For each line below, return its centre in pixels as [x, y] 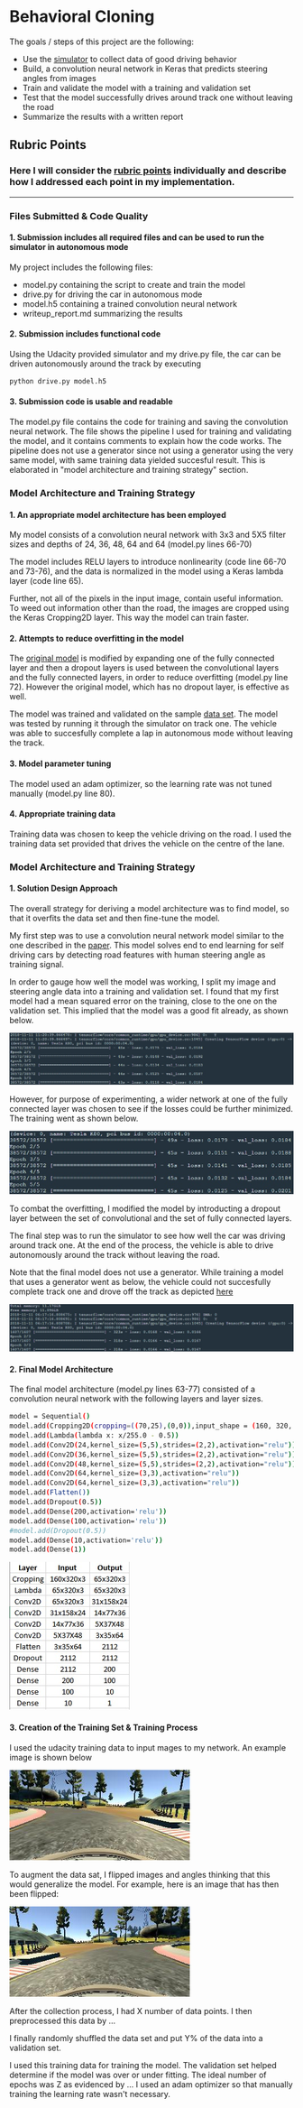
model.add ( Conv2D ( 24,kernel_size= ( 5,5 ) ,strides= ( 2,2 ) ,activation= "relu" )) [153, 1445]
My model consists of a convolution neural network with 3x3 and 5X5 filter [148, 535]
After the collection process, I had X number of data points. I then [131, 2011]
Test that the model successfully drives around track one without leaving [157, 97]
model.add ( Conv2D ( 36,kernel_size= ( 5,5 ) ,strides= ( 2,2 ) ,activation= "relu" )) [153, 1455]
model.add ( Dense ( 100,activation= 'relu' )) [88, 1521]
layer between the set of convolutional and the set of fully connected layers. [151, 1218]
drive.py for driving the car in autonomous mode [112, 294]
